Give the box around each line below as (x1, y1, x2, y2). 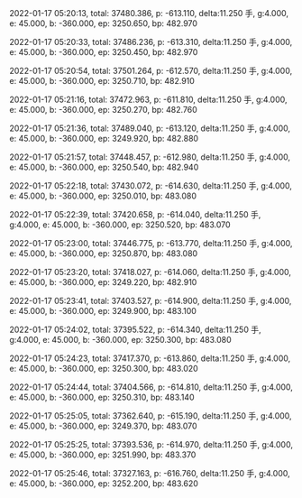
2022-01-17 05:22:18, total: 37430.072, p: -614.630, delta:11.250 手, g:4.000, (9, 180, 293, 191)
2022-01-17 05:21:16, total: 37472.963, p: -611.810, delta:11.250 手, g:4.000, (9, 94, 288, 105)
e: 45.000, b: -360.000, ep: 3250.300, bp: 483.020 (9, 364, 198, 373)
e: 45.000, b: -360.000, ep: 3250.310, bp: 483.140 (9, 392, 195, 402)
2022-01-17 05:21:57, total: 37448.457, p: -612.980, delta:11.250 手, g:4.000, (9, 152, 291, 162)
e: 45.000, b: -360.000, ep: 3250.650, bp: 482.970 (9, 18, 198, 29)
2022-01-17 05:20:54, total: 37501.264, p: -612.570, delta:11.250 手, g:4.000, (9, 66, 293, 76)
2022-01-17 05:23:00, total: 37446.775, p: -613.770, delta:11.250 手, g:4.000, (9, 238, 293, 248)
